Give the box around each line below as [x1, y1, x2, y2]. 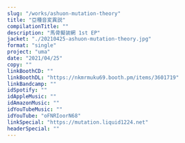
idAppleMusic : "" [7, 93, 57, 100]
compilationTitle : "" [7, 23, 69, 30]
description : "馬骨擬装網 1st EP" [7, 29, 101, 36]
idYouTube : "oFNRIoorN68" [7, 112, 81, 119]
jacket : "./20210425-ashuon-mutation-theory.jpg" [7, 36, 152, 43]
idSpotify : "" [7, 87, 48, 93]
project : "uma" [7, 49, 51, 56]
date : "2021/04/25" [7, 55, 63, 62]
